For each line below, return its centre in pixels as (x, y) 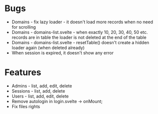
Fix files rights (26, 106)
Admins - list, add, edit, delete (42, 86)
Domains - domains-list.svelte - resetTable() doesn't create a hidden (80, 42)
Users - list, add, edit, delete (40, 96)
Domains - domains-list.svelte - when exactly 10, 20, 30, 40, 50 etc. (80, 32)
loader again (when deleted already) (48, 48)
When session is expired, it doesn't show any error (63, 53)
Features (23, 73)
